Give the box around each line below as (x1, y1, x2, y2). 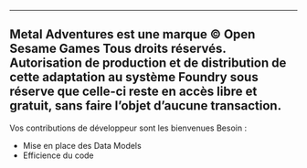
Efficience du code (22, 150, 94, 161)
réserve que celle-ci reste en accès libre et (9, 84, 258, 100)
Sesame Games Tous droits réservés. (9, 41, 227, 57)
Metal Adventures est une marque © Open (9, 26, 256, 42)
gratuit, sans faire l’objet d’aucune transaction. (9, 98, 281, 114)
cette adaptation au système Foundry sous (9, 69, 259, 85)
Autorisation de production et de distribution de (9, 56, 287, 71)
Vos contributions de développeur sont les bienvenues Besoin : (9, 122, 248, 133)
